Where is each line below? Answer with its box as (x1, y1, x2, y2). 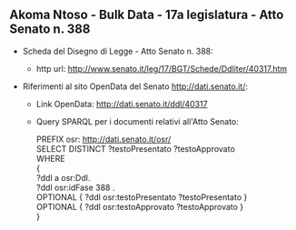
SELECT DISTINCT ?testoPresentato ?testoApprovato (35, 143, 236, 154)
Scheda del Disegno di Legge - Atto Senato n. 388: (22, 45, 213, 56)
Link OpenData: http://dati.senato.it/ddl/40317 (35, 98, 208, 109)
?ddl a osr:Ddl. (35, 172, 91, 183)
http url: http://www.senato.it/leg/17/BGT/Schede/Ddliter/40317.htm (35, 63, 288, 74)
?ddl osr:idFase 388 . (35, 182, 115, 193)
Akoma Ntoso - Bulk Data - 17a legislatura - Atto (9, 7, 284, 23)
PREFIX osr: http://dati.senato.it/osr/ (35, 134, 172, 145)
